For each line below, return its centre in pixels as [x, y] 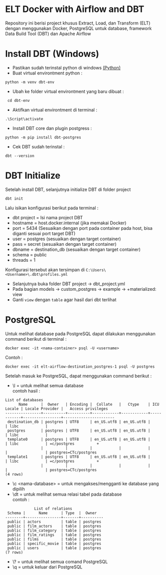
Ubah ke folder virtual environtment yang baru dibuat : [68, 91]
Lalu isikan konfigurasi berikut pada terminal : [52, 208]
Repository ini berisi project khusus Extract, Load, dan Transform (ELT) [78, 23]
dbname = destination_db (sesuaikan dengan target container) [77, 249]
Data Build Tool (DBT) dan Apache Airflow [48, 33]
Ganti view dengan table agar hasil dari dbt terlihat [64, 299]
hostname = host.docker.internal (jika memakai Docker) [69, 223]
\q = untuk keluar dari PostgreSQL [47, 567]
